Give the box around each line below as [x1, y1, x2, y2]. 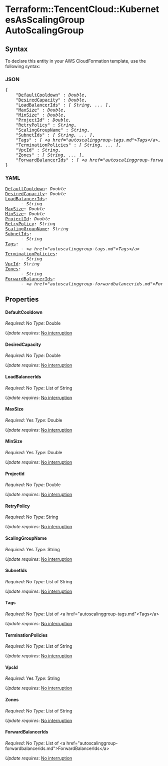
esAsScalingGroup [5, 14, 85, 26]
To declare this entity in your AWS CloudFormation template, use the [5, 58, 146, 64]
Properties [5, 295, 39, 303]
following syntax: [5, 64, 40, 69]
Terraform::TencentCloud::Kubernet [5, 4, 159, 15]
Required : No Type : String [5, 514, 58, 520]
